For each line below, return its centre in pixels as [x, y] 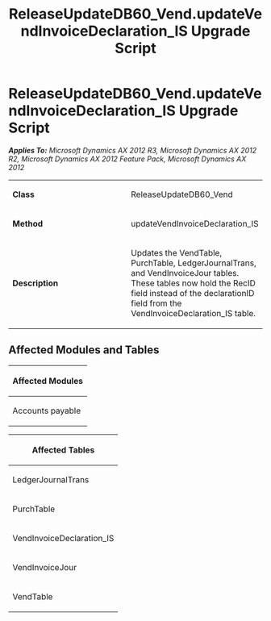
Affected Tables [63, 450]
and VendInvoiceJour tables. [185, 273]
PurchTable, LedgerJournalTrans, [193, 263]
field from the [156, 303]
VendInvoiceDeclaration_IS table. [193, 313]
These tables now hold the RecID [193, 283]
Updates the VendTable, [176, 252]
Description [35, 283]
